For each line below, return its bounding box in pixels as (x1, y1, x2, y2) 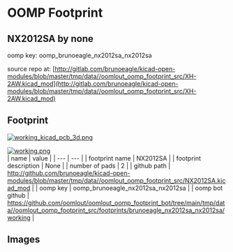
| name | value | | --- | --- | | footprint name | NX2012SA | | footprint (7, 154, 201, 162)
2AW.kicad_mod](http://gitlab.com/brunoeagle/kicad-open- (7, 80, 179, 88)
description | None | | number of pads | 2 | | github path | (7, 161, 171, 170)
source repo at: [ (7, 65, 55, 73)
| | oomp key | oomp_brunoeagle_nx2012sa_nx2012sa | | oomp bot (31, 184, 223, 192)
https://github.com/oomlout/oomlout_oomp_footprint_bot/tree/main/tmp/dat (7, 198, 225, 207)
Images (7, 234, 40, 246)
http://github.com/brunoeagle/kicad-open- (7, 169, 130, 177)
